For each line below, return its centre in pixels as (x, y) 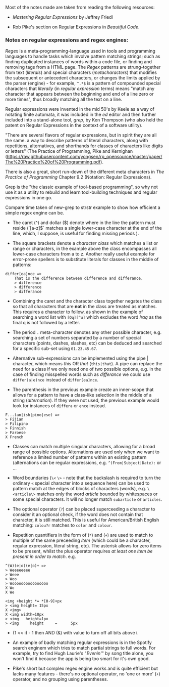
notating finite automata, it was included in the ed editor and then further (81, 115)
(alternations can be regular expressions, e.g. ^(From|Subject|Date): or (87, 463)
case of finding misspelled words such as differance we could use (81, 374)
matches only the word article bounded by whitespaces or (97, 494)
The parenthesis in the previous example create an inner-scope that (83, 390)
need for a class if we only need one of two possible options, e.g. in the (87, 369)
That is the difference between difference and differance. (79, 278)
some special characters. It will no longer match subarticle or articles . (87, 499)
